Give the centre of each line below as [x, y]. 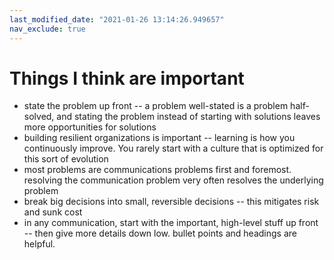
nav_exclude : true [47, 29]
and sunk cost [53, 212]
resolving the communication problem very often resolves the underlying [173, 180]
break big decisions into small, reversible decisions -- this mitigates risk [171, 202]
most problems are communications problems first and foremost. [157, 170]
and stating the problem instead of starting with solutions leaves [188, 117]
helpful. [39, 244]
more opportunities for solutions [90, 127]
